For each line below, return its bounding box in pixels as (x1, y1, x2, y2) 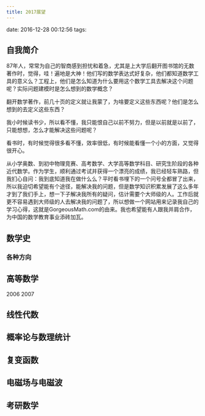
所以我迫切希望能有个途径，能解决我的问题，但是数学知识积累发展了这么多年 (6, 183, 199, 190)
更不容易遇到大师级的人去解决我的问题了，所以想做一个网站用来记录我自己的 (6, 198, 199, 205)
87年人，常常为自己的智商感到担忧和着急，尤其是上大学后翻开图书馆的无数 (6, 62, 195, 70)
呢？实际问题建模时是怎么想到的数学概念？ (6, 85, 113, 92)
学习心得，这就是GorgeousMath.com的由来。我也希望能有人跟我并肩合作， (6, 206, 195, 213)
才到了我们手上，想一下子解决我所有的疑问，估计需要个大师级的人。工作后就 (6, 191, 199, 198)
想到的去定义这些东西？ (6, 106, 65, 113)
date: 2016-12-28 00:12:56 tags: (6, 26, 87, 33)
